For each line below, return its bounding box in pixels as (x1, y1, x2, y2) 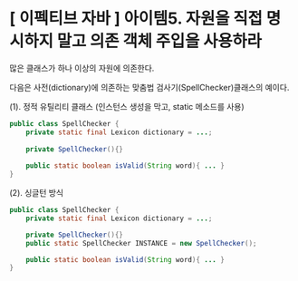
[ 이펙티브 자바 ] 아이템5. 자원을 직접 (9, 8, 263, 29)
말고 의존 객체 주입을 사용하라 (56, 31, 263, 52)
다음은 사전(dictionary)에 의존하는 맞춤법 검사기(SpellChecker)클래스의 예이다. (9, 82, 290, 92)
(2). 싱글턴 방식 (9, 188, 64, 199)
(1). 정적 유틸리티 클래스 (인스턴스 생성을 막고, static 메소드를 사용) (9, 101, 245, 111)
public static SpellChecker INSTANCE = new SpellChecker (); (25, 238, 257, 247)
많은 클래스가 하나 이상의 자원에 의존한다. (9, 63, 155, 73)
